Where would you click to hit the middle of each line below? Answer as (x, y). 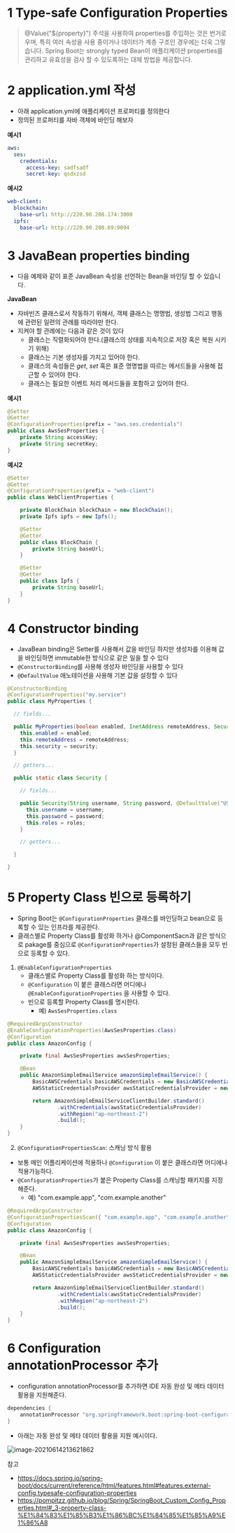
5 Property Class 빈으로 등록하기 (99, 897)
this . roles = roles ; (56, 823)
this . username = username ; (65, 810)
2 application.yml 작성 (72, 91)
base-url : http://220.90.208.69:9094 (75, 228)
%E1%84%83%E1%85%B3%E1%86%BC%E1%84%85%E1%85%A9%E (121, 1515)
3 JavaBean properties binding (99, 255)
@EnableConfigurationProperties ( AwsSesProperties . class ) (92, 1030)
